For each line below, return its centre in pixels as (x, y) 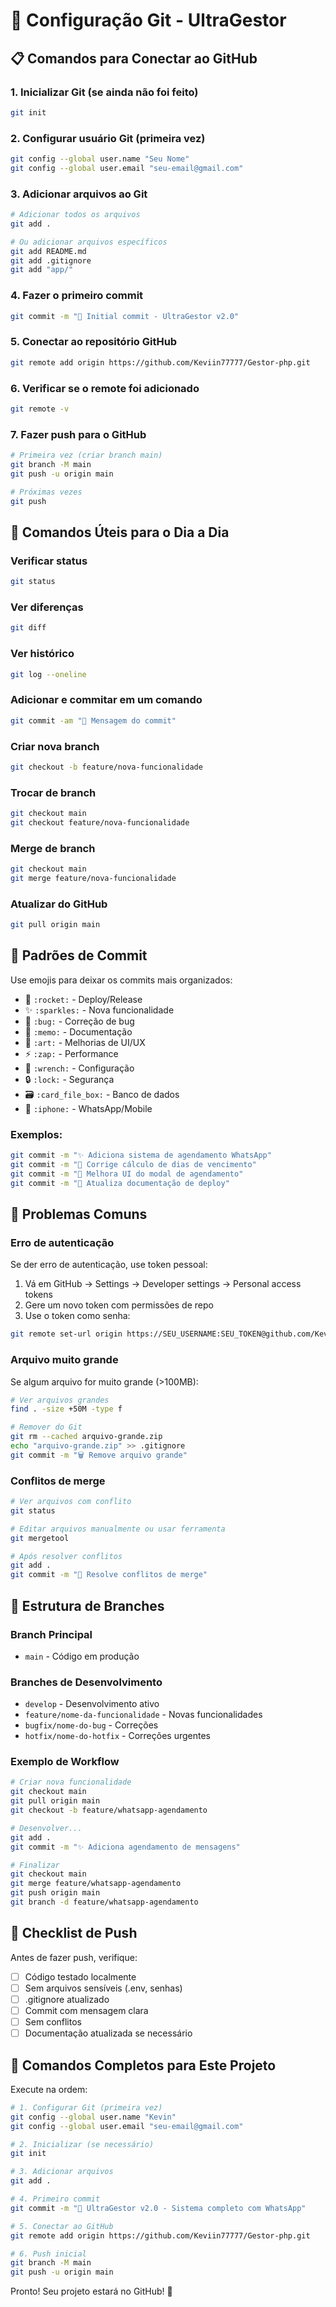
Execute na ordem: (49, 2089)
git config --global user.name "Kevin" (93, 2117)
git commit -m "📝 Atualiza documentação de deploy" (120, 1183)
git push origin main (55, 1893)
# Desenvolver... (46, 1828)
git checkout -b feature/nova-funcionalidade (106, 767)
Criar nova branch (55, 746)
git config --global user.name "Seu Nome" (100, 159)
